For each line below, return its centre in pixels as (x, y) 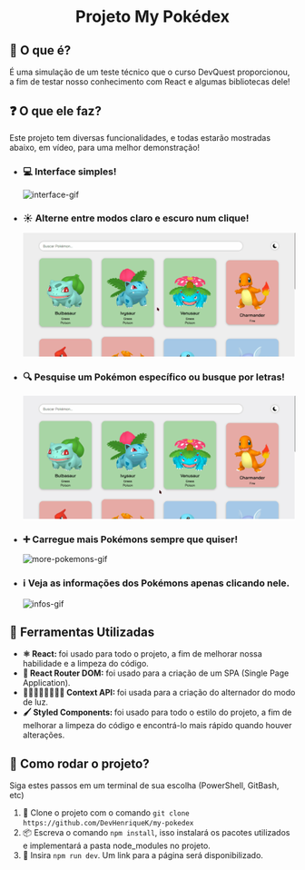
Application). (46, 683)
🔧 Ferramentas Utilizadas (82, 632)
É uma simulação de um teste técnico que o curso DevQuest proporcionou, (150, 72)
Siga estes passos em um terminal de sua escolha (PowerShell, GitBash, (144, 786)
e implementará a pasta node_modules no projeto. (116, 845)
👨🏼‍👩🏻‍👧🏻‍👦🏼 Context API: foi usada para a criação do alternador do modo (159, 693)
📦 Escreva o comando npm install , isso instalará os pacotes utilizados (156, 833)
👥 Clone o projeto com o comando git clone (106, 813)
